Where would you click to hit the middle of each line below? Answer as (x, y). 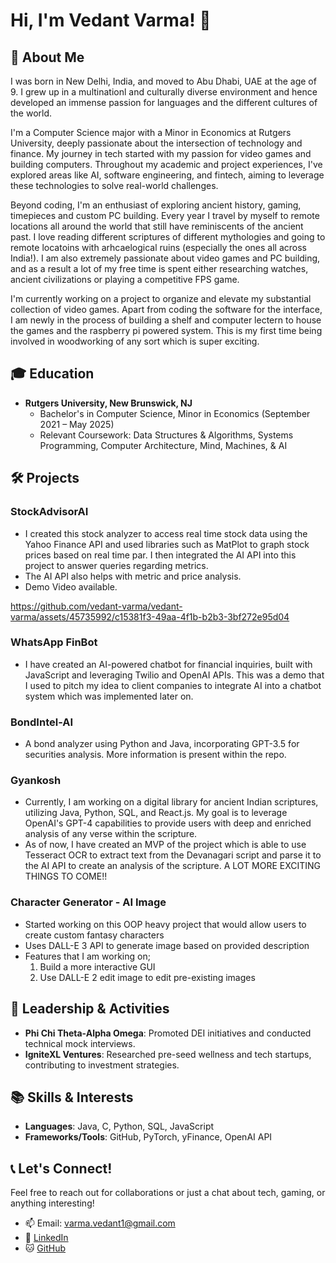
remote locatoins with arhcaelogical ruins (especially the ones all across (158, 247)
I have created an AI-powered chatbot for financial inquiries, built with (168, 664)
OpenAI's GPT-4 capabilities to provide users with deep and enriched (168, 823)
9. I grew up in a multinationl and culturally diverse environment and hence (164, 92)
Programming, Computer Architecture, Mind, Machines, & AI (163, 445)
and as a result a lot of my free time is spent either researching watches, (159, 268)
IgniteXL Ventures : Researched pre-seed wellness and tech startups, (168, 1054)
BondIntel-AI (42, 722)
